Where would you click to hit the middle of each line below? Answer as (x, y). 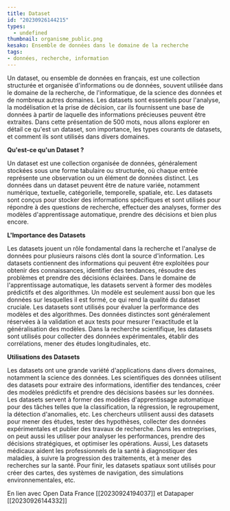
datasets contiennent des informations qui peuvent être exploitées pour (108, 263)
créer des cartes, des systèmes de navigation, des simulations (95, 472)
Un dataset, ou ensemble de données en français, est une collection (104, 78)
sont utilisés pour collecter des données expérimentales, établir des (103, 336)
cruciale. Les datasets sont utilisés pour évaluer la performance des (103, 306)
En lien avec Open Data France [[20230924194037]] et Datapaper (101, 493)
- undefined (31, 33)
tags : (15, 52)
